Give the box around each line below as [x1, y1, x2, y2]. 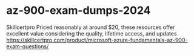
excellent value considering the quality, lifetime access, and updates [6, 30, 177, 37]
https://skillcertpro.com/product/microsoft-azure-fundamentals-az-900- [6, 36, 188, 43]
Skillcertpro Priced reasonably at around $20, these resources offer [6, 23, 175, 31]
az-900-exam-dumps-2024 [6, 4, 151, 17]
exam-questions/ [6, 43, 49, 50]
